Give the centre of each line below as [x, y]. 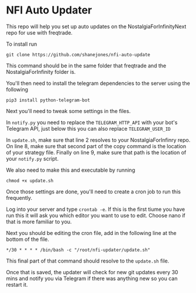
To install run [22, 44]
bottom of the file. [28, 239]
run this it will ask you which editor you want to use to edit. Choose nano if [96, 215]
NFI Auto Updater [49, 10]
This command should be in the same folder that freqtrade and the [86, 66]
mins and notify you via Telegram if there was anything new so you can [92, 278]
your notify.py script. [32, 158]
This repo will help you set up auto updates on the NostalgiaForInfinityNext [96, 26]
